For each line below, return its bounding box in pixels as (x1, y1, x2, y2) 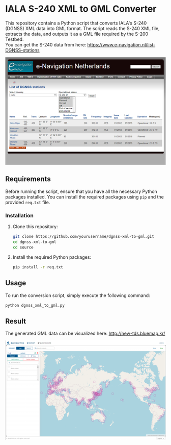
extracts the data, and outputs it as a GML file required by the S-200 (5, 31, 149, 37)
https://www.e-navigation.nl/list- (87, 41, 156, 47)
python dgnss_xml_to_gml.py (5, 303, 65, 308)
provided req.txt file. (5, 199, 50, 205)
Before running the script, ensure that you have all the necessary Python (5, 188, 158, 194)
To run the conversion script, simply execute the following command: (5, 292, 150, 299)
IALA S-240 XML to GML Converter (5, 3, 157, 15)
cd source (12, 244, 34, 250)
